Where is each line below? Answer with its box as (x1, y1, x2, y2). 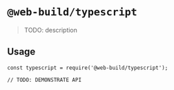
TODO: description (23, 26, 78, 34)
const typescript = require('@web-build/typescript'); (7, 64, 168, 71)
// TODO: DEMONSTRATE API (7, 76, 81, 83)
